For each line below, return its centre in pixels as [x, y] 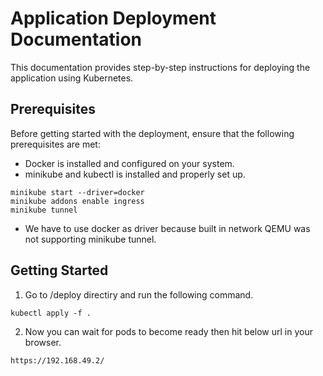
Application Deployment [113, 18]
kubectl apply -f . [51, 313]
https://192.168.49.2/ [57, 360]
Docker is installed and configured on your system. [129, 163]
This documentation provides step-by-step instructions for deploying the [160, 67]
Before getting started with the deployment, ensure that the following [152, 133]
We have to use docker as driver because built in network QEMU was [167, 228]
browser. [43, 342]
